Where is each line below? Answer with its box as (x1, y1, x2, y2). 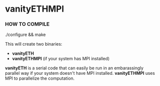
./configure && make (5, 32, 46, 37)
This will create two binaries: (5, 41, 63, 47)
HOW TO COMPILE (5, 21, 50, 28)
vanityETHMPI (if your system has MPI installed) (12, 56, 110, 62)
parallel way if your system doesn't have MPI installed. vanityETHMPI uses (5, 70, 155, 76)
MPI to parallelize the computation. (5, 75, 75, 81)
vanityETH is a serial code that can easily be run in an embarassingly (5, 65, 144, 71)
